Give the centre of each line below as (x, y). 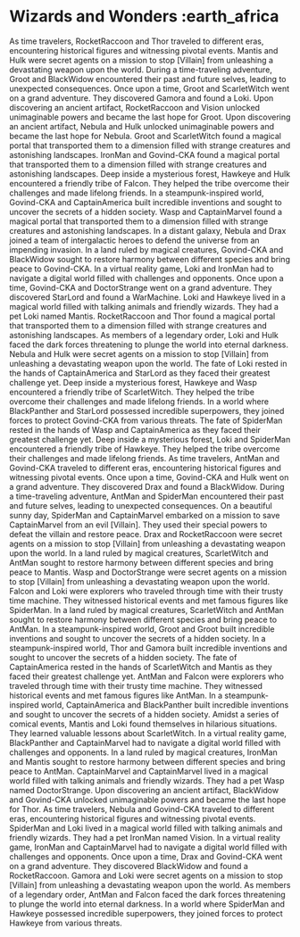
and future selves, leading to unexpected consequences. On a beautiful (141, 505)
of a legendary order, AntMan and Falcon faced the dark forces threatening (147, 894)
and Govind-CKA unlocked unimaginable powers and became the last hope (148, 800)
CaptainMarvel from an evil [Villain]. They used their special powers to (138, 525)
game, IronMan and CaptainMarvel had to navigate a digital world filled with (148, 847)
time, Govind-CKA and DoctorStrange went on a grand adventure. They (141, 287)
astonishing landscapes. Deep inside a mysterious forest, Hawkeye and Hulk (150, 174)
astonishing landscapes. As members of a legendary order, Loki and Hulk (144, 335)
